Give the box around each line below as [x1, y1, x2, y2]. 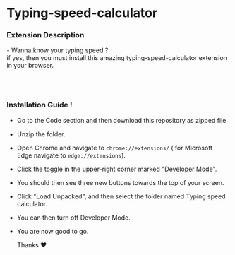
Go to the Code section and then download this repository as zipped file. [16, 116, 229, 124]
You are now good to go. [16, 227, 89, 235]
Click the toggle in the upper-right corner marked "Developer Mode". [16, 165, 217, 173]
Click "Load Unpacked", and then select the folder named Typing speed [16, 192, 227, 201]
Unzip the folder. [16, 129, 66, 138]
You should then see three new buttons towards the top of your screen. [16, 178, 224, 186]
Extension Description [6, 30, 85, 40]
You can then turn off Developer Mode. [16, 213, 131, 222]
